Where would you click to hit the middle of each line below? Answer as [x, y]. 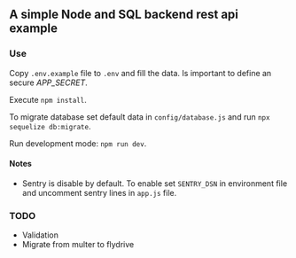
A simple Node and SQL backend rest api [124, 15]
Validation [40, 235]
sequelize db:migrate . [50, 126]
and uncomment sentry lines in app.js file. [99, 192]
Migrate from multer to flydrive [78, 245]
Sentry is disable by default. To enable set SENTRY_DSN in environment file [155, 183]
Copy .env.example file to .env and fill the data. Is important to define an [140, 73]
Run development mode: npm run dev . [78, 143]
